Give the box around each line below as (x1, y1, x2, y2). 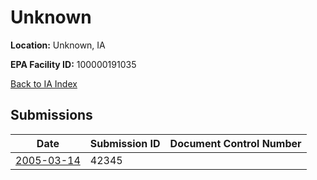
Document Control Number (169, 136, 302, 150)
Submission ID (89, 136, 161, 150)
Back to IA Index (10, 77, 78, 90)
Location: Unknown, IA (10, 39, 106, 51)
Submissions (10, 107, 93, 124)
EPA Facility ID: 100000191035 (10, 58, 137, 70)
